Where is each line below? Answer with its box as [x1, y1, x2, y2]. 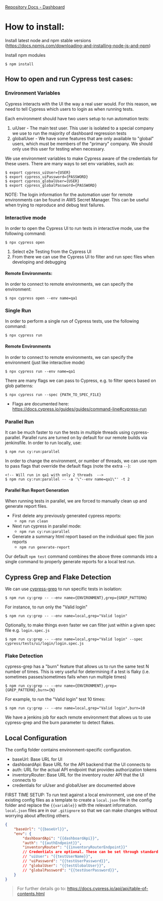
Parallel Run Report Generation [5, 487, 69, 493]
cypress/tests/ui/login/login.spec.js [5, 641, 84, 646]
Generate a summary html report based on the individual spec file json [12, 534, 154, 540]
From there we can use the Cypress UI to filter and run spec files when [12, 253, 155, 259]
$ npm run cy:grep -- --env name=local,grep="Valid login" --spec [5, 637, 143, 642]
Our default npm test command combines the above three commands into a [5, 553, 157, 559]
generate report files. [5, 503, 48, 509]
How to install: [5, 22, 64, 32]
